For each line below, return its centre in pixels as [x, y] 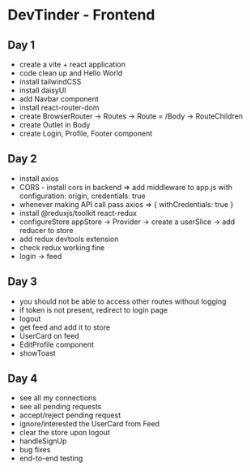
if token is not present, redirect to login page [93, 309]
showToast [37, 353]
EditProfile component [57, 344]
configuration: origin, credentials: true [83, 196]
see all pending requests [60, 407]
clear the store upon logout [64, 433]
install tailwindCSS [50, 82]
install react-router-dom [59, 108]
